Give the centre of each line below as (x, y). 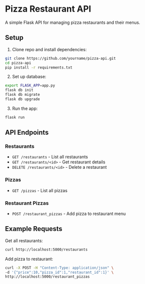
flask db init (19, 90)
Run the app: (25, 108)
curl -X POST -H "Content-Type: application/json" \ (59, 268)
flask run (15, 117)
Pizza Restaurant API (48, 9)
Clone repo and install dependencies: (49, 49)
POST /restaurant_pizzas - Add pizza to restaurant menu (69, 214)
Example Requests (34, 229)
